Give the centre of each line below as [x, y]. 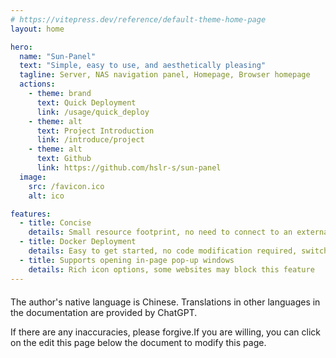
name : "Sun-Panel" [58, 56]
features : [31, 214]
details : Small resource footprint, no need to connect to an [160, 232]
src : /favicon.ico [66, 186]
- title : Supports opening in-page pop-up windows [127, 260]
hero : [21, 47]
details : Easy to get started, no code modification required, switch [178, 251]
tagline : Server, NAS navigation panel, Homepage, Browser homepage [165, 75]
